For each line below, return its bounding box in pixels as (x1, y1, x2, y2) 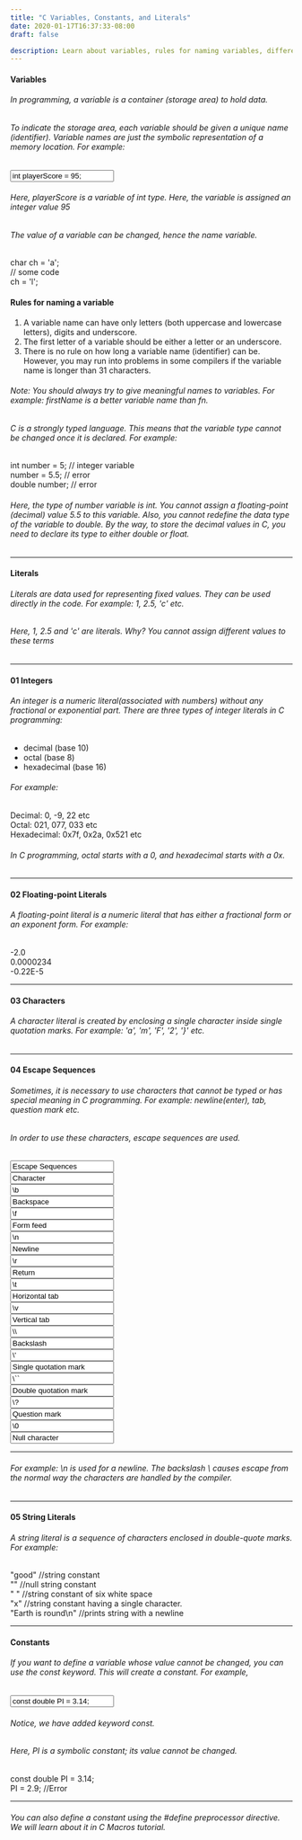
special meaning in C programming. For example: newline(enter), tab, (10, 1095, 267, 1106)
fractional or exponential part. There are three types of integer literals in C (10, 705, 285, 716)
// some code (10, 267, 60, 278)
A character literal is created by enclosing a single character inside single (10, 1016, 283, 1027)
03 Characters (10, 995, 65, 1006)
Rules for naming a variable (10, 298, 115, 308)
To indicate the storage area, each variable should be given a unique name (10, 122, 289, 133)
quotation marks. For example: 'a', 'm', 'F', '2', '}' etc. (10, 1026, 205, 1036)
